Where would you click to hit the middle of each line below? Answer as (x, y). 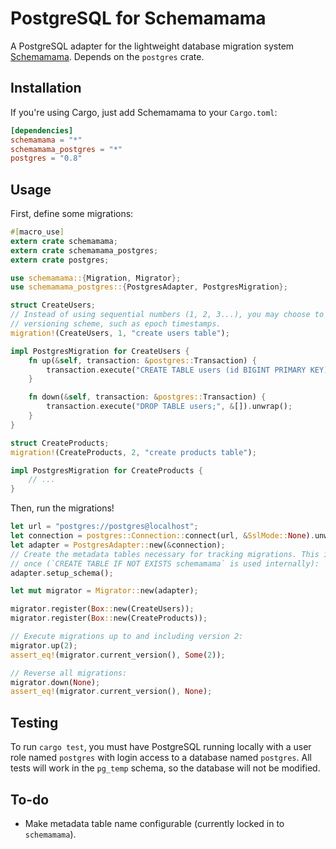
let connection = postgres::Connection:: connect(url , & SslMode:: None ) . (162, 536)
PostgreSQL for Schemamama (138, 18)
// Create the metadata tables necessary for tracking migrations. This (165, 554)
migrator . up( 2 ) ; (44, 645)
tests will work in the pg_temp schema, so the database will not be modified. (165, 768)
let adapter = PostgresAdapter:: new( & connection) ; (118, 545)
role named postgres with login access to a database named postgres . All (161, 758)
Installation (46, 88)
